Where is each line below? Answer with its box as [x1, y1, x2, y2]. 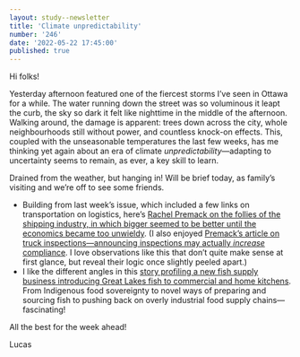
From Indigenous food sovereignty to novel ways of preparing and [21, 285, 267, 296]
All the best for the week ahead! [9, 322, 127, 333]
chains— [252, 295, 285, 306]
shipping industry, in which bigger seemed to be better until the [21, 219, 257, 230]
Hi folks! [9, 71, 40, 82]
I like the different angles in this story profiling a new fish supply [21, 266, 259, 277]
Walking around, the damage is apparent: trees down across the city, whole [9, 118, 288, 128]
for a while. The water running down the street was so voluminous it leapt [9, 98, 280, 109]
